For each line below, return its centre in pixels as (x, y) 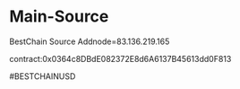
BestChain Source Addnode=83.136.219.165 (90, 41)
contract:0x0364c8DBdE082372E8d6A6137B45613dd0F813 (120, 58)
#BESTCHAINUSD (43, 76)
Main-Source (59, 17)
